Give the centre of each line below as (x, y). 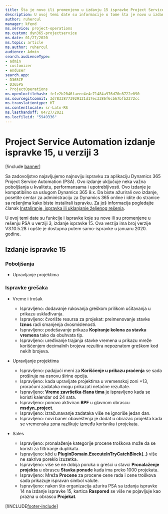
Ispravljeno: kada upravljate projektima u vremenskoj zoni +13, (84, 381)
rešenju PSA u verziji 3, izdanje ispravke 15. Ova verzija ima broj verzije (78, 223)
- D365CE (14, 80)
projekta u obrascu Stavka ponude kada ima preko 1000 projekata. (89, 470)
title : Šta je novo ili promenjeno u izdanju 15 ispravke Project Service (85, 10)
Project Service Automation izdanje (80, 142)
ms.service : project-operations (39, 29)
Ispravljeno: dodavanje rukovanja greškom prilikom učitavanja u (85, 308)
